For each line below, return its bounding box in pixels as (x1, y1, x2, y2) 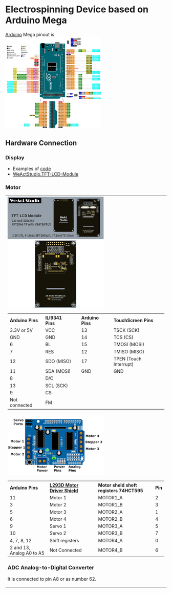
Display (5, 154, 25, 161)
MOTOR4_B (98, 547, 123, 554)
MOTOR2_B (98, 516, 123, 522)
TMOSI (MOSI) (113, 342, 145, 348)
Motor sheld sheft (98, 482, 137, 488)
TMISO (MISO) (113, 348, 145, 354)
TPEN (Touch (113, 355, 142, 362)
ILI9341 (45, 314, 62, 321)
